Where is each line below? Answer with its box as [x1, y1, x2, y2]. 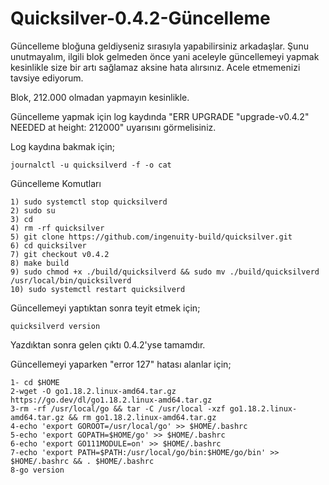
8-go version [10, 465, 65, 475]
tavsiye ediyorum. [10, 72, 84, 84]
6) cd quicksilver [10, 240, 87, 251]
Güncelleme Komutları [10, 177, 102, 189]
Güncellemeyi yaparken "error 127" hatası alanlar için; [10, 358, 232, 370]
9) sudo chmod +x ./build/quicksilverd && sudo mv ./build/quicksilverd [10, 267, 320, 277]
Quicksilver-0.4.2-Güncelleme [10, 7, 271, 30]
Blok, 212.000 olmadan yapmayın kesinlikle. [10, 91, 190, 103]
